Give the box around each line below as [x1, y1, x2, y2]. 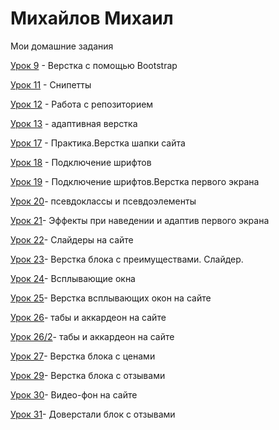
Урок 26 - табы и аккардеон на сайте [10, 311, 167, 323]
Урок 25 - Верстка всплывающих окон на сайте [10, 292, 212, 304]
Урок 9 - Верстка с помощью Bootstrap [10, 59, 178, 71]
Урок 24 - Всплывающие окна [10, 272, 136, 284]
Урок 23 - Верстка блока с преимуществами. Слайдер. [10, 253, 244, 265]
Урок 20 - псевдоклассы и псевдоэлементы [10, 195, 197, 207]
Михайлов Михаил [10, 7, 174, 30]
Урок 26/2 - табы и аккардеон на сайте [10, 330, 175, 342]
